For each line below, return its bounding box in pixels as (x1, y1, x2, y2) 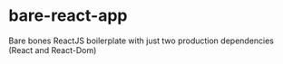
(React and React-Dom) (8, 44, 97, 55)
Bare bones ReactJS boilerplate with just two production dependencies (8, 35, 274, 46)
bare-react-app (8, 5, 128, 26)
